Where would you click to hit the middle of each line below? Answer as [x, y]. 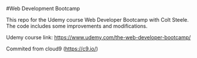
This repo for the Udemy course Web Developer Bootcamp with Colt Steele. [98, 20]
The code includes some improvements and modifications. [77, 26]
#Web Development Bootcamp [43, 8]
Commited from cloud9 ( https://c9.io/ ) [52, 49]
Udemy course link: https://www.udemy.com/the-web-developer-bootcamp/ [98, 37]
